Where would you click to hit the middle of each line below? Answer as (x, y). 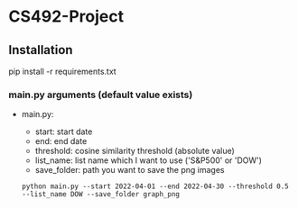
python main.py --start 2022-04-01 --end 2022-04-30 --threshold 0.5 (155, 186)
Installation (41, 50)
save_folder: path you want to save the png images (130, 170)
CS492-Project (66, 17)
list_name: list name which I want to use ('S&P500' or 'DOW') (149, 160)
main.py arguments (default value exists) (101, 95)
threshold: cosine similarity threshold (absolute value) (135, 151)
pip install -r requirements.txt (62, 71)
